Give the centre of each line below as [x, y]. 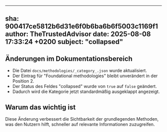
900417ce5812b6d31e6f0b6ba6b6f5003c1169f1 [82, 26]
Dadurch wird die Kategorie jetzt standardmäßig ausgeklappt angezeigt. [86, 91]
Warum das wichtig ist [41, 107]
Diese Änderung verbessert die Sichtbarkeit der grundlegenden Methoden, [82, 119]
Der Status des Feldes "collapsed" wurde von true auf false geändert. [84, 87]
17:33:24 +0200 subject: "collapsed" [64, 42]
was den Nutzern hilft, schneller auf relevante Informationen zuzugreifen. [80, 125]
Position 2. [23, 81]
